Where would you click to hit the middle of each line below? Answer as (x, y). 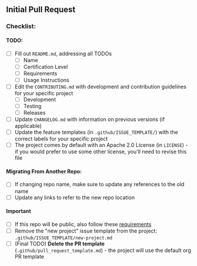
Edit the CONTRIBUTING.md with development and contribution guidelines (101, 86)
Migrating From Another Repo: (44, 171)
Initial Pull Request (41, 10)
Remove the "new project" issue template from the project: (86, 231)
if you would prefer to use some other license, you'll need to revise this (101, 151)
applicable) (28, 126)
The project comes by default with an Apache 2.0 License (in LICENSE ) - (101, 145)
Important (19, 211)
